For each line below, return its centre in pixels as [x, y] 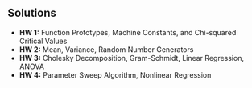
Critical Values [43, 41]
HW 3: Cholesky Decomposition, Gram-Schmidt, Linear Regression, [132, 58]
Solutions [32, 13]
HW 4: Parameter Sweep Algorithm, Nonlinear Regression [115, 74]
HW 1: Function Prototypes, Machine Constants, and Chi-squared [128, 32]
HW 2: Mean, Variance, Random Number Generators [106, 49]
